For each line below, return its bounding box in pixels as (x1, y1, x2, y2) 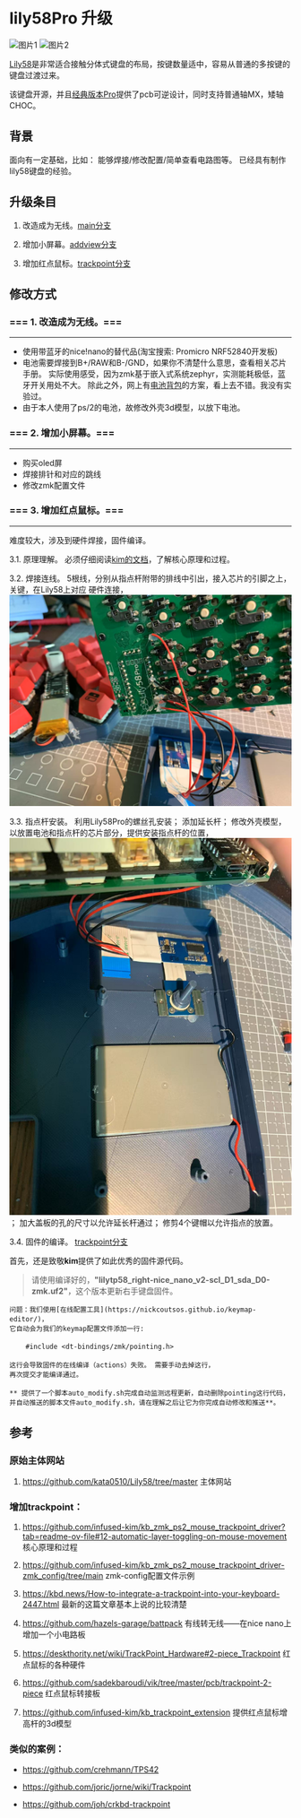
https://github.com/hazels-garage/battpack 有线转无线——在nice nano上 (21, 1618, 292, 1629)
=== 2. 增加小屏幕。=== (9, 427, 115, 439)
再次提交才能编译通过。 (9, 1371, 83, 1380)
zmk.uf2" (30, 1286, 69, 1296)
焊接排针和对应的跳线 (21, 468, 101, 480)
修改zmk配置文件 (21, 480, 86, 490)
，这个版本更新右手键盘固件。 (67, 1286, 178, 1296)
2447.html (21, 1599, 60, 1610)
